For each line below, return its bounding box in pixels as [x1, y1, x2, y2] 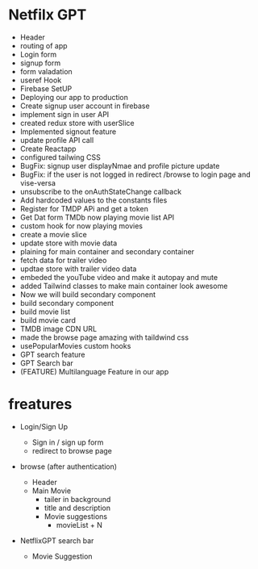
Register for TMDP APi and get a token [19, 203, 149, 213]
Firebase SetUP [19, 83, 73, 94]
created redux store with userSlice [19, 118, 135, 128]
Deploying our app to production [19, 92, 129, 102]
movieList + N [56, 520, 102, 529]
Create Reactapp [19, 144, 77, 153]
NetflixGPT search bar [19, 535, 94, 546]
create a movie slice [19, 229, 87, 239]
